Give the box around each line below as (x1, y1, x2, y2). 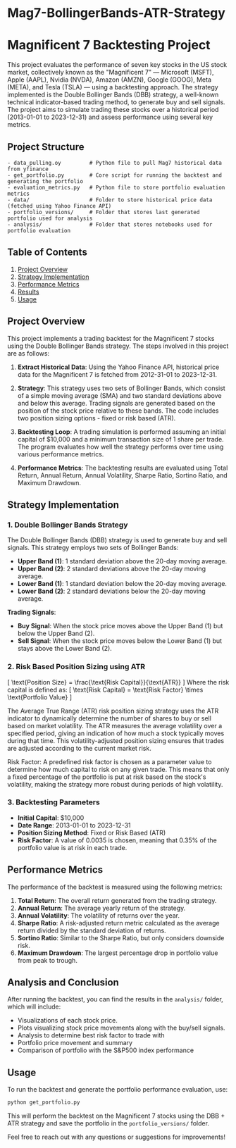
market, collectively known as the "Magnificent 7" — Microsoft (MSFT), (7, 68, 214, 77)
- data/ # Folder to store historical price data (7, 196, 213, 204)
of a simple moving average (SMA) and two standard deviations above (17, 391, 222, 399)
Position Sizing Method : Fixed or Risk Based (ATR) (17, 828, 166, 837)
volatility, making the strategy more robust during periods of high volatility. (7, 780, 223, 788)
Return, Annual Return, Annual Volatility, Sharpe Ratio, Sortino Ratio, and (17, 470, 228, 480)
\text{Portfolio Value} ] (7, 692, 73, 701)
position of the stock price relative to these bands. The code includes (17, 406, 220, 415)
